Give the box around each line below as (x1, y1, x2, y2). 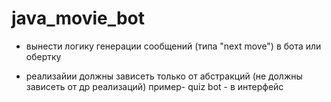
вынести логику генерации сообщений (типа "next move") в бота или (25, 40, 322, 52)
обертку (25, 50, 62, 62)
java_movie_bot (11, 7, 146, 30)
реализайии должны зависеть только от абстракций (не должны (25, 70, 303, 82)
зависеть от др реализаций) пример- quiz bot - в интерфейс (25, 80, 284, 92)
